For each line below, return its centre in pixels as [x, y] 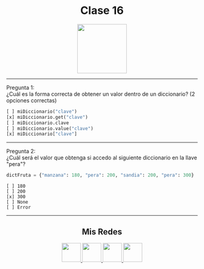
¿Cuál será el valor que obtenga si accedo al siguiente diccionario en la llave [102, 158]
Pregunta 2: [21, 151]
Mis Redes [102, 232]
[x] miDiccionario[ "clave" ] [42, 134]
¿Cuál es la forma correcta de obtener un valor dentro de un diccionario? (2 [101, 94]
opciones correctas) [32, 100]
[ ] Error [19, 208]
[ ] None [17, 202]
